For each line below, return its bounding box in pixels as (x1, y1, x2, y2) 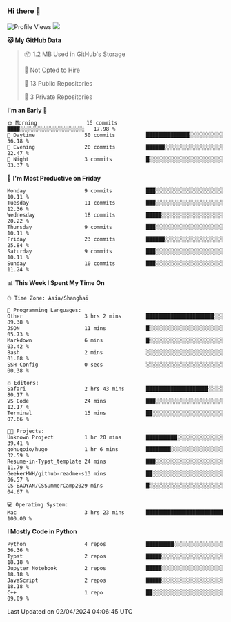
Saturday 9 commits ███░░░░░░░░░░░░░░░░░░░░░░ (7, 248, 224, 255)
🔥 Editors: (7, 380, 39, 387)
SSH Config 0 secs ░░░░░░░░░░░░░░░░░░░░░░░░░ (7, 361, 224, 369)
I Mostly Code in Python (7, 527, 77, 536)
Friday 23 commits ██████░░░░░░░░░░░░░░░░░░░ (7, 236, 224, 243)
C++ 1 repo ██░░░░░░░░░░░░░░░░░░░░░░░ (7, 589, 224, 596)
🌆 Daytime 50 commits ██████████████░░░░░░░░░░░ (7, 131, 224, 139)
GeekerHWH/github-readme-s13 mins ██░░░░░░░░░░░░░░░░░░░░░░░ (7, 470, 224, 477)
